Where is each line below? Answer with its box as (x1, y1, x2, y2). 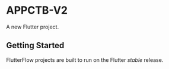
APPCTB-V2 (6, 4, 68, 17)
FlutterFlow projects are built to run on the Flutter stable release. (6, 56, 164, 63)
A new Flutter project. (6, 23, 59, 30)
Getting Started (6, 40, 65, 51)
